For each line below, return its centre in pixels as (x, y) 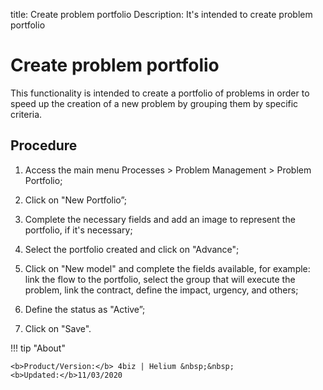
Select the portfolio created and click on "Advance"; (132, 249)
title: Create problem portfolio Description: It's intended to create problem (161, 14)
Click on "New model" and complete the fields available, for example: (167, 268)
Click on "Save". (58, 328)
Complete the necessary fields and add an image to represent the (160, 219)
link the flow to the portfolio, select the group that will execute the (160, 279)
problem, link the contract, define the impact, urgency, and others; (161, 290)
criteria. (26, 114)
